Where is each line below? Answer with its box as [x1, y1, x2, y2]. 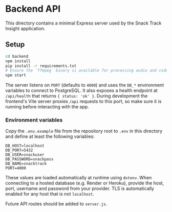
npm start [5, 73, 27, 78]
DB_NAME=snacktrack [5, 161, 47, 167]
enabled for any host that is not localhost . [5, 191, 95, 197]
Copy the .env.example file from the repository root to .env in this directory [5, 128, 163, 134]
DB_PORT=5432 [5, 148, 33, 153]
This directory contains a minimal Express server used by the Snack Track [5, 20, 162, 26]
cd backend [5, 54, 29, 59]
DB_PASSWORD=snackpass [5, 157, 54, 162]
